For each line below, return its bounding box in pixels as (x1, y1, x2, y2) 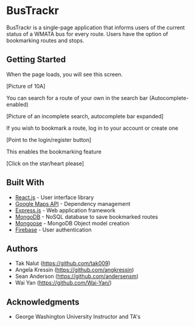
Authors (6, 243, 38, 253)
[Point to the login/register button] (6, 136, 92, 143)
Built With (6, 177, 44, 188)
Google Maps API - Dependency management (15, 200, 131, 207)
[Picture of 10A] (6, 82, 46, 90)
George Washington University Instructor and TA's (15, 313, 141, 321)
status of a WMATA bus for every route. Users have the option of (6, 30, 168, 37)
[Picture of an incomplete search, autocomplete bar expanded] (6, 112, 164, 119)
